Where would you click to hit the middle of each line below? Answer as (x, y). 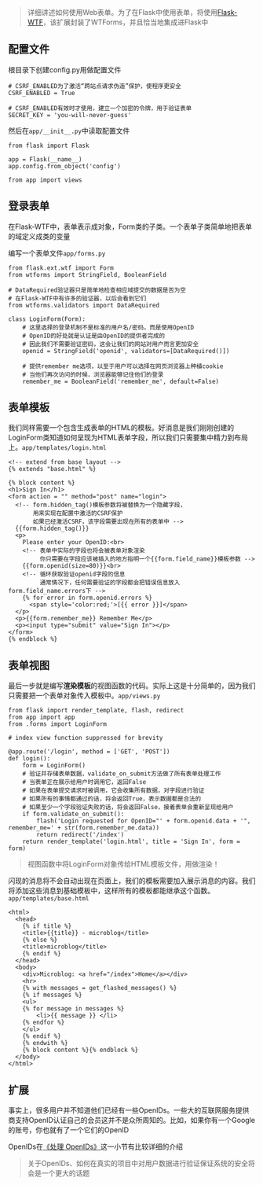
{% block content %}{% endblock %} (80, 1050)
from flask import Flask (49, 145)
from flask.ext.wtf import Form (61, 268)
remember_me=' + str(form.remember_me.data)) (84, 828)
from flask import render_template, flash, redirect (96, 711)
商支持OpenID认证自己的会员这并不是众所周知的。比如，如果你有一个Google (131, 1121)
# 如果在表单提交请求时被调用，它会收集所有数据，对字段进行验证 (113, 791)
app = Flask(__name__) (45, 159)
